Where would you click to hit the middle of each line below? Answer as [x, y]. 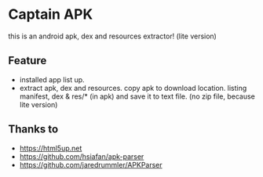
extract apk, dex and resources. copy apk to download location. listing [133, 88]
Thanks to [33, 130]
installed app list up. [52, 79]
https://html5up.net [51, 148]
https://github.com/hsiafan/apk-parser [82, 156]
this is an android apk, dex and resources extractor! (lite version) [113, 36]
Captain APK [51, 14]
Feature [27, 61]
